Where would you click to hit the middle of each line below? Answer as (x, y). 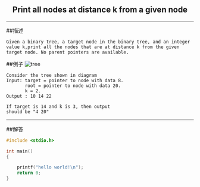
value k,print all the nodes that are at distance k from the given (93, 47)
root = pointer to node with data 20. (73, 86)
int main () (20, 151)
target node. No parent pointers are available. (68, 52)
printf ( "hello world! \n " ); (50, 167)
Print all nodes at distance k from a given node (100, 10)
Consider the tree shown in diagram (51, 75)
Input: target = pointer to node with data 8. (65, 80)
